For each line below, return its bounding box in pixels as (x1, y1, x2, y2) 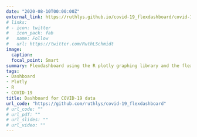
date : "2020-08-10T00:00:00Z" (6, 8, 80, 15)
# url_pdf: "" (6, 111, 41, 117)
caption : (11, 52, 33, 58)
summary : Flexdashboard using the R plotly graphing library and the (6, 62, 180, 69)
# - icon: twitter (6, 24, 51, 31)
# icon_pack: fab (6, 30, 54, 36)
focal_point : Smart (11, 57, 59, 63)
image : (6, 47, 22, 52)
